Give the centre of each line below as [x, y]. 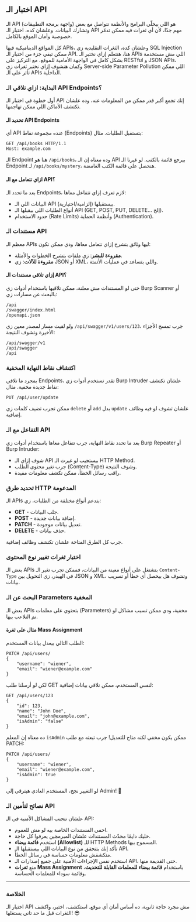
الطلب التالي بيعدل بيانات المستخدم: [45, 643]
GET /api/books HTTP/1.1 [36, 144]
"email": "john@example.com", [53, 716]
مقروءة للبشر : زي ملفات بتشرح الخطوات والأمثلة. [68, 255]
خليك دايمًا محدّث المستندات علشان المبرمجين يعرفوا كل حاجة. [82, 836]
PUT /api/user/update [32, 397]
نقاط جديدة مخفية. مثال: [33, 387]
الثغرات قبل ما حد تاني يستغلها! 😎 [43, 913]
